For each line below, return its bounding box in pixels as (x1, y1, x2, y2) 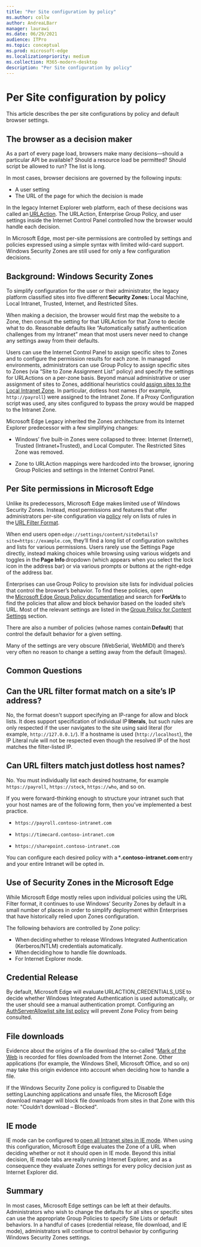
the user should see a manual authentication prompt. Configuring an (6, 1001, 175, 1008)
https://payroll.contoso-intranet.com (14, 820, 112, 826)
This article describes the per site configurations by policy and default (6, 110, 179, 118)
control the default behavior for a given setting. (6, 630, 123, 637)
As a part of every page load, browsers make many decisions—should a (6, 150, 184, 157)
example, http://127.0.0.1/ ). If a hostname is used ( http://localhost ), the (6, 730, 193, 738)
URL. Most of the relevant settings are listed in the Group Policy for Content (6, 605, 191, 613)
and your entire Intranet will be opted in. (6, 860, 105, 867)
